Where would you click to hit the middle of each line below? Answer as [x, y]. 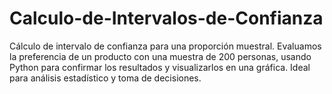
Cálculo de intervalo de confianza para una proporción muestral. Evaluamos [165, 46]
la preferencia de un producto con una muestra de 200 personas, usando [160, 56]
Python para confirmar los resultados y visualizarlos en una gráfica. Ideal [160, 67]
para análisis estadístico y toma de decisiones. [105, 78]
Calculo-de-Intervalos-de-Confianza [166, 18]
